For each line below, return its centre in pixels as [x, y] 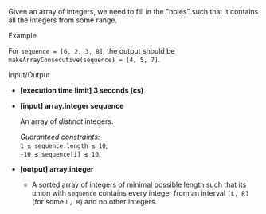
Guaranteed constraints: [60, 137]
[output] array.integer [57, 169]
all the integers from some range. [63, 20]
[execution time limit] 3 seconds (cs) [82, 90]
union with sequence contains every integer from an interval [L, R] [140, 193]
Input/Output [29, 75]
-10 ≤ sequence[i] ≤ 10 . [60, 154]
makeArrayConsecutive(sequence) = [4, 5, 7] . [84, 59]
